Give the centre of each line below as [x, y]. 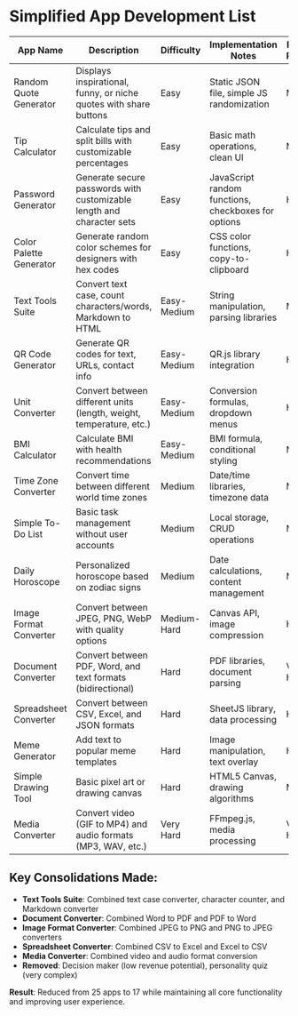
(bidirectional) [105, 688]
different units [105, 402]
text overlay [234, 762]
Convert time [102, 475]
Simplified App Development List [133, 16]
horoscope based [112, 576]
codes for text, [106, 354]
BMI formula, [236, 438]
